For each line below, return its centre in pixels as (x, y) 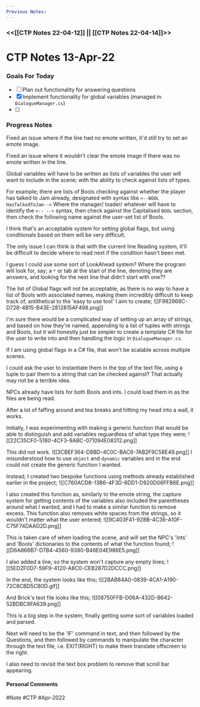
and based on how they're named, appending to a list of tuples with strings (98, 325)
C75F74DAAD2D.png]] (34, 526)
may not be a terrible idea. (39, 380)
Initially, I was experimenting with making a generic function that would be (97, 428)
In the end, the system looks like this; (52, 580)
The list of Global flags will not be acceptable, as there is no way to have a (98, 289)
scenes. (16, 356)
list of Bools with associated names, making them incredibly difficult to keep (100, 295)
